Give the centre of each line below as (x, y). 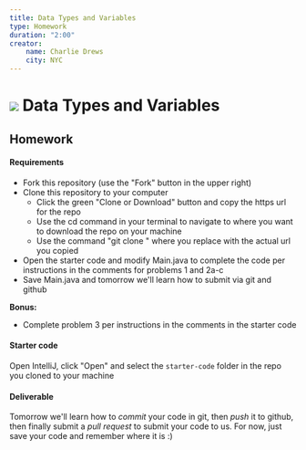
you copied (57, 250)
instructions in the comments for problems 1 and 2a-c (123, 269)
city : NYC (45, 60)
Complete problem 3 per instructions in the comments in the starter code (159, 324)
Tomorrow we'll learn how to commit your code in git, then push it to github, (152, 417)
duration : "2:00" (42, 35)
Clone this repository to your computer (95, 192)
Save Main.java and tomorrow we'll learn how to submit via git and (147, 279)
